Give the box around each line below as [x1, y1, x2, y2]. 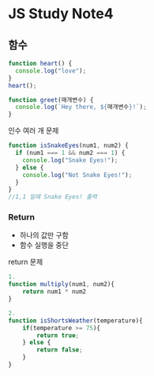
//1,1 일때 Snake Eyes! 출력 [8, 193, 97, 201]
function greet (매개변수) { [8, 96, 94, 103]
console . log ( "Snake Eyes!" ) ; [22, 156, 118, 164]
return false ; [36, 346, 83, 354]
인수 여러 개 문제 [8, 126, 59, 135]
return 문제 [8, 258, 43, 267]
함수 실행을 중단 [19, 240, 69, 250]
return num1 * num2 [22, 288, 87, 296]
